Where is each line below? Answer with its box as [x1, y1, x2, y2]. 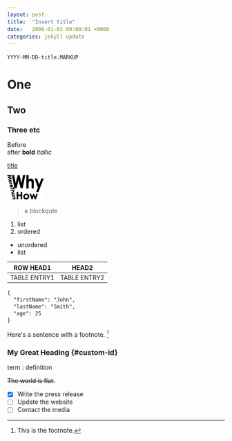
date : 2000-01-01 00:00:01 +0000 [7, 26, 110, 32]
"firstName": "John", [13, 297, 76, 304]
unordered [17, 241, 48, 249]
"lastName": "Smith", [13, 304, 76, 311]
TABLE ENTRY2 [60, 273, 105, 282]
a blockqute [23, 207, 58, 215]
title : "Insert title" [7, 18, 76, 26]
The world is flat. [7, 377, 55, 385]
